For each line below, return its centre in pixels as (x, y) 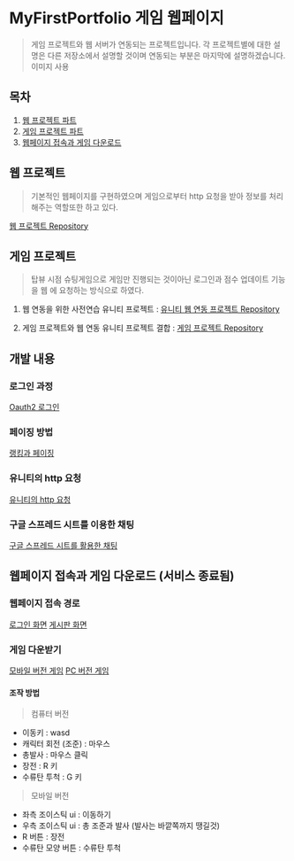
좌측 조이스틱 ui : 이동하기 (67, 815)
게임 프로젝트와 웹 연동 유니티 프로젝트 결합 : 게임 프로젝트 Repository (143, 328)
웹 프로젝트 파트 (49, 120)
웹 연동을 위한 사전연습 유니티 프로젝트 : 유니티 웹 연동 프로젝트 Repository (151, 309)
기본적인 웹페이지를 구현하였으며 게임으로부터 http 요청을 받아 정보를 (149, 196)
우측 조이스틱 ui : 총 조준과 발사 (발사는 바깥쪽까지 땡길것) (121, 826)
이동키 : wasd (46, 733)
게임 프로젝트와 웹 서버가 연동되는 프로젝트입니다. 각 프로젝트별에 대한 (151, 44)
